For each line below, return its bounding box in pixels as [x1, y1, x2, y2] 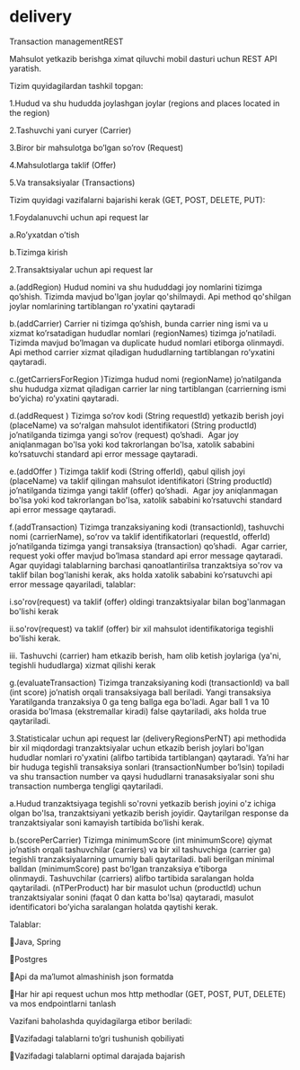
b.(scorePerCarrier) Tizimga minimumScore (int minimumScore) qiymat [9, 834, 273, 845]
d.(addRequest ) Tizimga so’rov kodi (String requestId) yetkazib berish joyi [9, 410, 285, 421]
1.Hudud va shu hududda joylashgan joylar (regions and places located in [9, 97, 280, 109]
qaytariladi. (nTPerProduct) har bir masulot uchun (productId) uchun [9, 882, 262, 893]
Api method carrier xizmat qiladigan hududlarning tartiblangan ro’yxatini [9, 346, 276, 357]
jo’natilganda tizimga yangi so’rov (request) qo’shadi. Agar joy [9, 429, 240, 440]
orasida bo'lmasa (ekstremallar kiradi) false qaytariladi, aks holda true [9, 706, 267, 717]
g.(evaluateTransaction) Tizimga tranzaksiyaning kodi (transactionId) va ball [9, 677, 290, 688]
